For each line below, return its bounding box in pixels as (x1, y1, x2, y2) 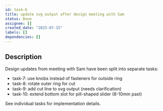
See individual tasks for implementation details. (5, 100, 101, 106)
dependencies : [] (5, 35, 41, 40)
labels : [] (5, 30, 28, 35)
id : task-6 (5, 7, 28, 12)
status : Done (5, 16, 32, 21)
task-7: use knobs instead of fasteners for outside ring (12, 75, 123, 81)
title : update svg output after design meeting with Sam (5, 12, 125, 17)
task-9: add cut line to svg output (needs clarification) (12, 85, 122, 91)
